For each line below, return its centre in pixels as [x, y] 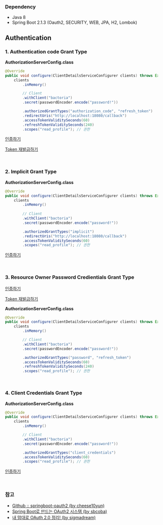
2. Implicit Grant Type [31, 172]
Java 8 [19, 17]
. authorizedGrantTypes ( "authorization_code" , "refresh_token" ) [88, 111]
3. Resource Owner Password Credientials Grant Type [70, 277]
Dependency [21, 7]
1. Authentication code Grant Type [46, 51]
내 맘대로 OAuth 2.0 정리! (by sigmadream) [54, 517]
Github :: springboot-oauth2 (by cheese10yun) [58, 506]
